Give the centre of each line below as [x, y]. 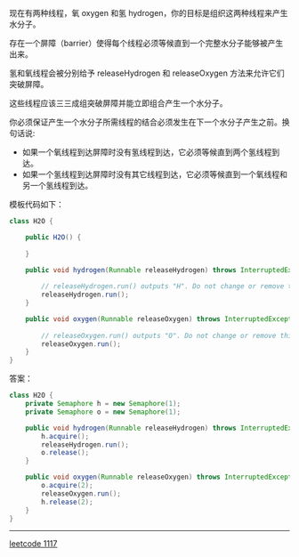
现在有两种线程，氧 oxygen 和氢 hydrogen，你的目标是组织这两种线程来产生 [149, 13]
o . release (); [65, 453]
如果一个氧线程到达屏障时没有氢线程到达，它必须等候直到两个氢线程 [147, 152]
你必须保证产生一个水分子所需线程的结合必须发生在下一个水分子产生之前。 [145, 122]
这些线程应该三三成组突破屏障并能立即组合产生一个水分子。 [118, 103]
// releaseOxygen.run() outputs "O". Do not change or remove [159, 335]
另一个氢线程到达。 [57, 186]
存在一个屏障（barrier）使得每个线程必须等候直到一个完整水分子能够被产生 [146, 43]
